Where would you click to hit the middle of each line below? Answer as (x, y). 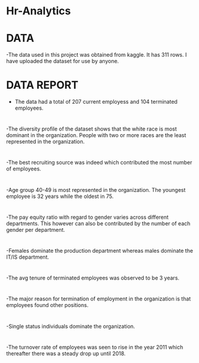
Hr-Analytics (39, 11)
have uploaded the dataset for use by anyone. (63, 61)
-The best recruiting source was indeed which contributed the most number (99, 163)
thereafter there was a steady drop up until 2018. (66, 353)
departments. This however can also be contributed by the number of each (98, 223)
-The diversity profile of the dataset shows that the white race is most (91, 129)
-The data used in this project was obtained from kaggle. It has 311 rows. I (97, 55)
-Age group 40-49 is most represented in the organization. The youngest (96, 190)
